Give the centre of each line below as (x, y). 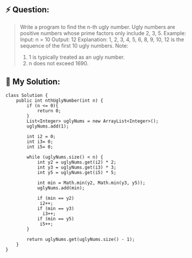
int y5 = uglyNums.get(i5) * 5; (77, 172)
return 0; (49, 110)
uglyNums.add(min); (61, 188)
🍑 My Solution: (33, 82)
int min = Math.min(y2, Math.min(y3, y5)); (91, 183)
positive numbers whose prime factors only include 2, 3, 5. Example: (103, 33)
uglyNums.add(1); (48, 126)
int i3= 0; (40, 142)
